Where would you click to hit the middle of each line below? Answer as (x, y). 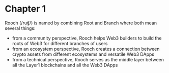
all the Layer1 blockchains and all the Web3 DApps (65, 65)
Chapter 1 (25, 9)
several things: (20, 28)
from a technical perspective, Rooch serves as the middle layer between (88, 59)
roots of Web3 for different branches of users (60, 43)
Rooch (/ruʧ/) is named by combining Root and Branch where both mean (81, 23)
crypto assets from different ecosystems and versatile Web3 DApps (83, 54)
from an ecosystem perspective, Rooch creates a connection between (86, 49)
